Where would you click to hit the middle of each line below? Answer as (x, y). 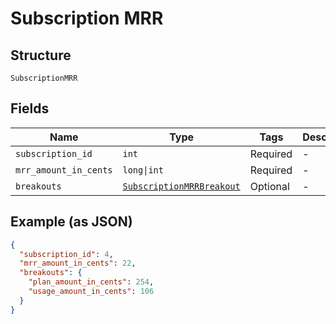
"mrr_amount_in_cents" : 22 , (78, 263)
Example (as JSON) (71, 222)
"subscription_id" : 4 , (66, 254)
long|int (143, 170)
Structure (41, 55)
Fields (30, 108)
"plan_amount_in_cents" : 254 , (91, 282)
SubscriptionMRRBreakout (181, 186)
